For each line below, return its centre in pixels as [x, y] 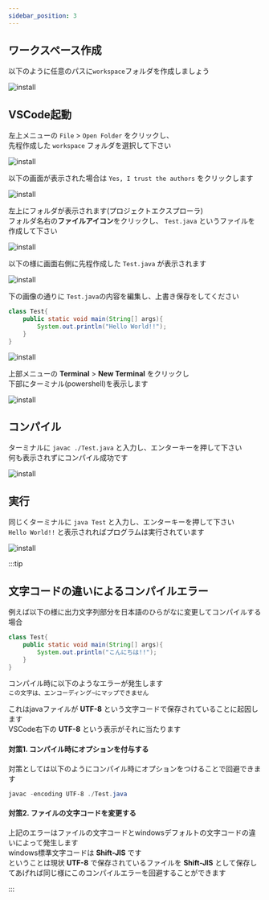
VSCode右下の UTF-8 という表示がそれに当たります [95, 729]
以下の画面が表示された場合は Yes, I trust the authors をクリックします [131, 179]
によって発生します [47, 842]
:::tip [16, 564]
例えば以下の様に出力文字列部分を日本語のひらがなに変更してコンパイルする [135, 612]
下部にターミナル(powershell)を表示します [78, 384]
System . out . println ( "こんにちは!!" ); [97, 652]
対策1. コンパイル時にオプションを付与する [79, 750]
